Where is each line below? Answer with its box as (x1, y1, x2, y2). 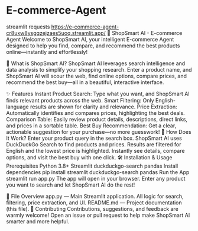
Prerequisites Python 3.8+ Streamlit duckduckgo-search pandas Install (6, 162, 178, 169)
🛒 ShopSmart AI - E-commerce (107, 29, 183, 36)
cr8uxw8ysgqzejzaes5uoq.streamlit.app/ (6, 29, 106, 36)
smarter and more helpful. (6, 217, 70, 225)
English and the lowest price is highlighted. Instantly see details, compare (6, 147, 185, 154)
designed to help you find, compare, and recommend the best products (6, 42, 180, 49)
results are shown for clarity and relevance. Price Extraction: (30, 103, 177, 110)
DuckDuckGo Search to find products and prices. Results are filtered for (6, 140, 181, 148)
